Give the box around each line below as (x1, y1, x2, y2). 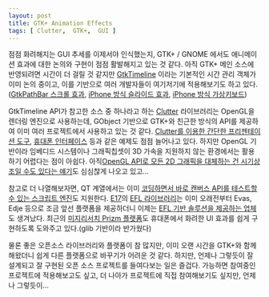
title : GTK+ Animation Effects (8, 19, 113, 27)
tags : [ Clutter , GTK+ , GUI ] (8, 26, 116, 34)
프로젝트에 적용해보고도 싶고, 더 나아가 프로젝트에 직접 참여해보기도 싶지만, (8, 271, 242, 280)
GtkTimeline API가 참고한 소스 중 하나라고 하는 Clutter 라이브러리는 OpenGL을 (8, 106, 255, 116)
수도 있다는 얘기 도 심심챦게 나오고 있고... (22, 167, 150, 176)
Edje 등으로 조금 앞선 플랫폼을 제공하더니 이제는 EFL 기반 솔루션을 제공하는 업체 (8, 203, 257, 213)
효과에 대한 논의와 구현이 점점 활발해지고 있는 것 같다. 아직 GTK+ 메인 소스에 (16, 59, 255, 69)
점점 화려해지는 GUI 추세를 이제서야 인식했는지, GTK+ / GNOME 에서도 (8, 50, 230, 59)
